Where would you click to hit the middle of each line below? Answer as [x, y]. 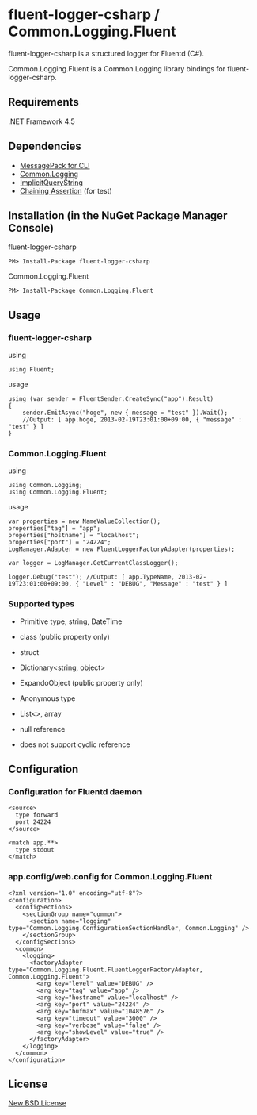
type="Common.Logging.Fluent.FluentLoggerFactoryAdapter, [106, 970]
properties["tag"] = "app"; [55, 529]
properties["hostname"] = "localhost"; [74, 536]
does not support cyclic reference [75, 744]
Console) [31, 228]
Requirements [43, 102]
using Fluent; [32, 370]
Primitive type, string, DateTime [71, 621]
